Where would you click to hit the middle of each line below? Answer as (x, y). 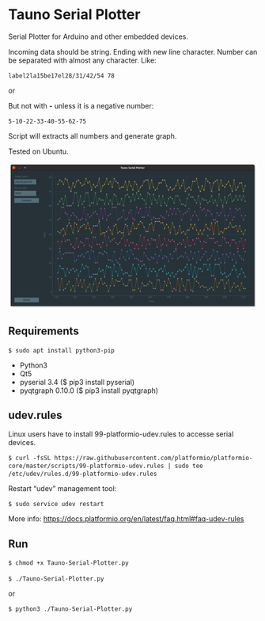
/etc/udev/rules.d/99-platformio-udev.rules (83, 474)
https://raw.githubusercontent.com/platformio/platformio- (153, 458)
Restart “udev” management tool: (62, 489)
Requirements (44, 331)
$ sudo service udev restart (56, 505)
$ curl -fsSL (30, 458)
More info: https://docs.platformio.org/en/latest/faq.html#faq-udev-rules (126, 519)
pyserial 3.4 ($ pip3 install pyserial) (77, 382)
